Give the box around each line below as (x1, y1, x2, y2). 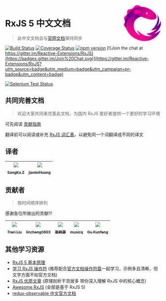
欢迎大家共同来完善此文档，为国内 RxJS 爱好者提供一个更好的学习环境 (17, 110, 161, 116)
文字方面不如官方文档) (12, 271, 58, 278)
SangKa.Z (7, 170, 25, 175)
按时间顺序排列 (17, 200, 48, 206)
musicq (70, 229, 83, 235)
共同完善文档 (5, 96, 44, 105)
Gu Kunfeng (87, 229, 109, 235)
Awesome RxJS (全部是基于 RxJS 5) (12, 284, 85, 290)
